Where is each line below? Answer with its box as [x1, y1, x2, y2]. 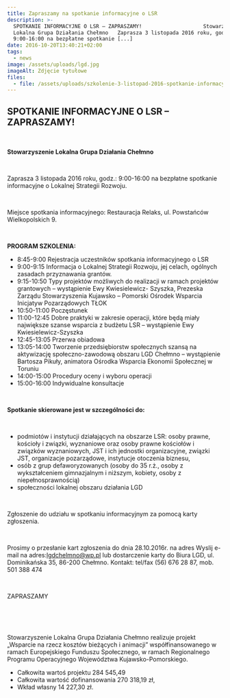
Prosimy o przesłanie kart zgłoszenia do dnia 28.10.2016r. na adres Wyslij [7, 544, 214, 552]
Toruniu [16, 365, 39, 373]
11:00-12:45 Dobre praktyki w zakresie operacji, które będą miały [16, 313, 200, 322]
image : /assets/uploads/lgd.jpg [7, 61, 99, 68]
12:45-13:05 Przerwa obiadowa [16, 335, 105, 344]
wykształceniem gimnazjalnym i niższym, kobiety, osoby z [16, 469, 181, 477]
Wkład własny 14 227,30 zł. [16, 683, 94, 691]
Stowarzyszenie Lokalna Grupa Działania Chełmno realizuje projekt [7, 634, 196, 642]
